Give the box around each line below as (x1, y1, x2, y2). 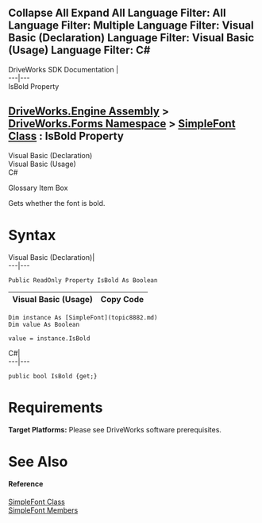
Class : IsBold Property (8, 130, 125, 143)
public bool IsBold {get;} (8, 372, 98, 380)
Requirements (8, 398, 103, 416)
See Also (8, 452, 68, 471)
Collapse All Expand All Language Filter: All (8, 6, 226, 20)
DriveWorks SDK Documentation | (8, 64, 119, 74)
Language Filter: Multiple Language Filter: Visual (8, 19, 254, 33)
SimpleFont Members (8, 505, 79, 515)
